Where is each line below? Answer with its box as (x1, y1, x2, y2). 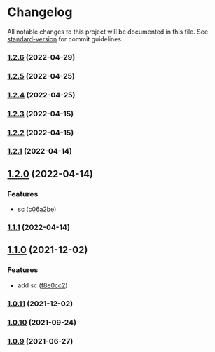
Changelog (7, 4, 73, 20)
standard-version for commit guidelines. (7, 34, 123, 43)
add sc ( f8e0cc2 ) (17, 281, 68, 290)
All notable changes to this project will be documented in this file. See (7, 27, 209, 36)
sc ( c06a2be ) (17, 205, 57, 214)
